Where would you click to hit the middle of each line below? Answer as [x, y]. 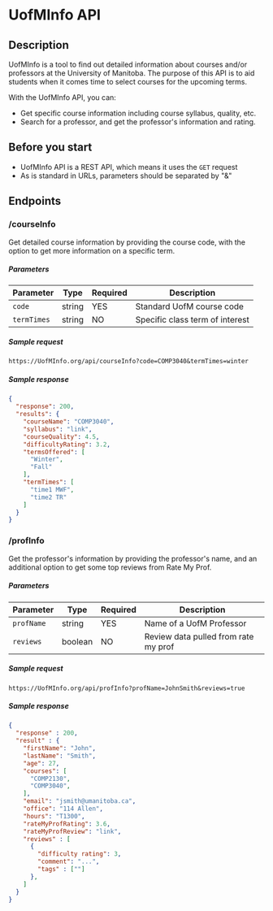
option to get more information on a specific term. [92, 250]
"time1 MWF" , [52, 489]
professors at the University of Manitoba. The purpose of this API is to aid [132, 73]
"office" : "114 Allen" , [63, 809]
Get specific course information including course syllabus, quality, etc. [138, 113]
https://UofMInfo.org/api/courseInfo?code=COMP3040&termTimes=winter [129, 362]
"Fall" [41, 467]
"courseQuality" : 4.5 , [61, 436]
